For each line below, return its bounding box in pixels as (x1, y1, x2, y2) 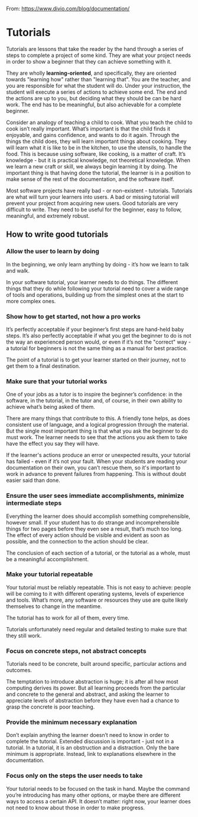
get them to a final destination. (6, 362, 80, 370)
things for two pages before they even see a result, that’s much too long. (6, 525, 183, 532)
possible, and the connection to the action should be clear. (6, 538, 149, 545)
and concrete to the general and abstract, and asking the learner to (6, 691, 170, 698)
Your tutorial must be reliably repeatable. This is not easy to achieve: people (6, 584, 191, 591)
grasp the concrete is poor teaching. (6, 703, 95, 711)
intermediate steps (6, 499, 62, 507)
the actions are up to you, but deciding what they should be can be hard (6, 94, 182, 101)
